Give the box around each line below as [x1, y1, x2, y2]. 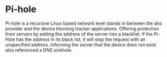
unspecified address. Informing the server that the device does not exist [5, 41, 156, 47]
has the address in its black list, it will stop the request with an [16, 36, 146, 42]
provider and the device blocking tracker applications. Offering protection [5, 25, 159, 31]
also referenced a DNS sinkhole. [5, 47, 73, 53]
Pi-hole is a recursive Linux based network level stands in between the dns [5, 20, 162, 26]
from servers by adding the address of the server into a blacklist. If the [5, 31, 153, 37]
